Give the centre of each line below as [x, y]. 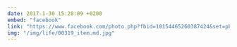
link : [15, 26]
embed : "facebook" [34, 20]
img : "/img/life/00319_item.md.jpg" [61, 33]
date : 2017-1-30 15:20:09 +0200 [55, 13]
